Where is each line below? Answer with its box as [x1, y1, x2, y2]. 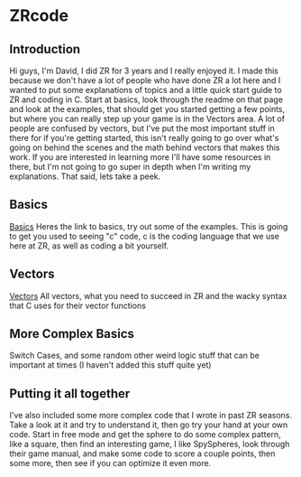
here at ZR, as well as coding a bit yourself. [9, 240, 169, 251]
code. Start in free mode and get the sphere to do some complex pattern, [9, 429, 281, 440]
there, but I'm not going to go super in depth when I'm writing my [9, 162, 251, 172]
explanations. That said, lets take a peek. [9, 171, 161, 182]
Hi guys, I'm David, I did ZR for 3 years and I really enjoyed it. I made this [9, 65, 279, 76]
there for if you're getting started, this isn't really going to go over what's [9, 133, 279, 143]
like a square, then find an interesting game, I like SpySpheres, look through [9, 439, 290, 450]
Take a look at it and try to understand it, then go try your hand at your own [9, 419, 288, 430]
